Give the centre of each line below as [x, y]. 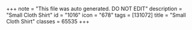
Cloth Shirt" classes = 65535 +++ [48, 21]
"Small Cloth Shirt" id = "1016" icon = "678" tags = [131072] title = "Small [96, 15]
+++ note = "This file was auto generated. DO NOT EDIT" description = [94, 9]
